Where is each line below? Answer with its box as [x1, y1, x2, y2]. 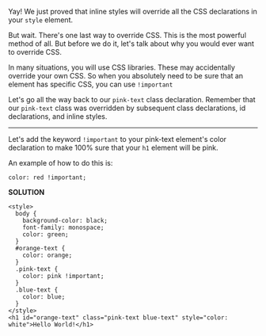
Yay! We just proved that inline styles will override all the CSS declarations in [8, 7, 257, 16]
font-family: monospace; [22, 223, 104, 231]
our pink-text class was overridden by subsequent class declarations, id [8, 103, 246, 113]
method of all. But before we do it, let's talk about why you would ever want [8, 39, 255, 48]
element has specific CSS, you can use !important [8, 79, 173, 89]
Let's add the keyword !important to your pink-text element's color [8, 135, 227, 143]
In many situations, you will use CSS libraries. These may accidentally [8, 63, 236, 72]
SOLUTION [8, 188, 45, 197]
